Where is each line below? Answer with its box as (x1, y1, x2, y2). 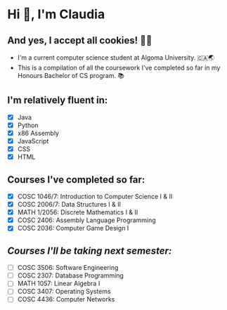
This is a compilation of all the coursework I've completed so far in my (17, 63, 221, 72)
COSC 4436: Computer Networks (17, 295, 115, 304)
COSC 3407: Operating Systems (17, 288, 111, 296)
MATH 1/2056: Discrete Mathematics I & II (17, 208, 138, 217)
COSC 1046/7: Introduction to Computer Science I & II (17, 193, 173, 200)
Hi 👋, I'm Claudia (7, 6, 105, 22)
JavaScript (17, 137, 49, 145)
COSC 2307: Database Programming (17, 271, 124, 280)
